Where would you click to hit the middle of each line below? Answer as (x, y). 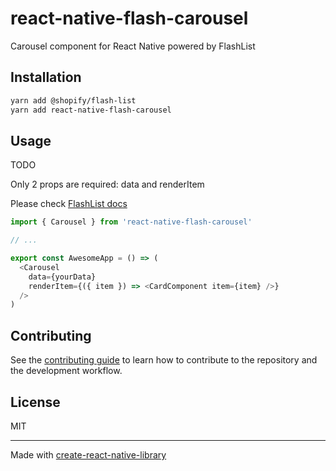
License (35, 402)
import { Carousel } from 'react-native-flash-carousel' (131, 222)
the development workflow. (66, 371)
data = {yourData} (62, 277)
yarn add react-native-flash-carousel (91, 110)
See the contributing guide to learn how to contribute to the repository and (164, 360)
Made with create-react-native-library (88, 454)
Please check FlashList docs (69, 204)
